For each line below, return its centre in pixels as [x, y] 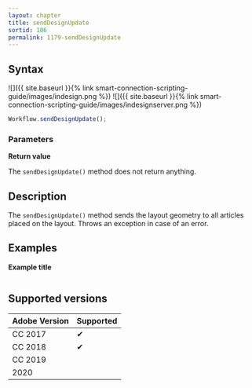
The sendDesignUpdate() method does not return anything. [102, 172]
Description [37, 196]
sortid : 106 [27, 30]
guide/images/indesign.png [53, 97]
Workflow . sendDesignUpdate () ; [58, 119]
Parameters [31, 139]
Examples [33, 248]
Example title [30, 267]
